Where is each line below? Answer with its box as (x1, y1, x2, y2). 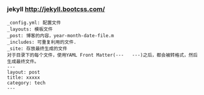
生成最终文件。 (7, 58, 39, 65)
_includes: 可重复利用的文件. (7, 39, 77, 46)
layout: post (7, 69, 40, 76)
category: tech (7, 80, 46, 86)
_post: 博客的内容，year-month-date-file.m (7, 33, 114, 39)
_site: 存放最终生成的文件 (7, 46, 68, 52)
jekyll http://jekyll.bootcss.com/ (7, 5, 105, 13)
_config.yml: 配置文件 (7, 20, 61, 26)
